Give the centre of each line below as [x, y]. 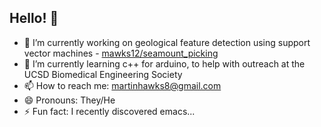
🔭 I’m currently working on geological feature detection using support [167, 42]
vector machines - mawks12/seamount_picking [121, 53]
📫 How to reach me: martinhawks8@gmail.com [122, 85]
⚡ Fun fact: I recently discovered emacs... [109, 111]
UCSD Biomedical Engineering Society [103, 74]
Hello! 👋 [34, 18]
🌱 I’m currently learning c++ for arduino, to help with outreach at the [164, 63]
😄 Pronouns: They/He [69, 100]
